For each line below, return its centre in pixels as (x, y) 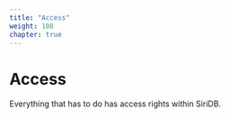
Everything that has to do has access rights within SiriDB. (115, 104)
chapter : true (36, 34)
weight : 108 (31, 26)
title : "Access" (40, 18)
